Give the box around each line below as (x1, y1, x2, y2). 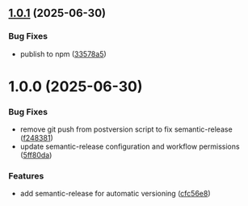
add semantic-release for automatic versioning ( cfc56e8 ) (19, 189, 212, 199)
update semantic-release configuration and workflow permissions (19, 141, 240, 152)
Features (8, 170, 44, 182)
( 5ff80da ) (19, 150, 53, 160)
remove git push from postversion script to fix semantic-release (19, 124, 233, 134)
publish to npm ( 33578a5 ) (19, 48, 107, 59)
